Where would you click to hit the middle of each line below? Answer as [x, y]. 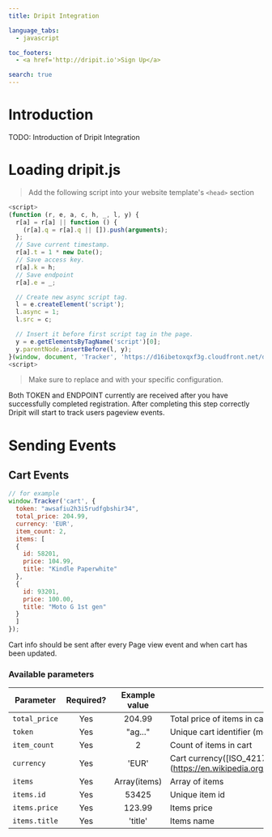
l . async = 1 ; [38, 312]
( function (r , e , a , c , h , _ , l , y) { [74, 215]
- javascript [38, 38]
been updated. [33, 653]
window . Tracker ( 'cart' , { [52, 501]
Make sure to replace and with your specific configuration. [126, 380]
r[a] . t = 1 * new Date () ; [59, 253]
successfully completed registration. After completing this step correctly [129, 404]
